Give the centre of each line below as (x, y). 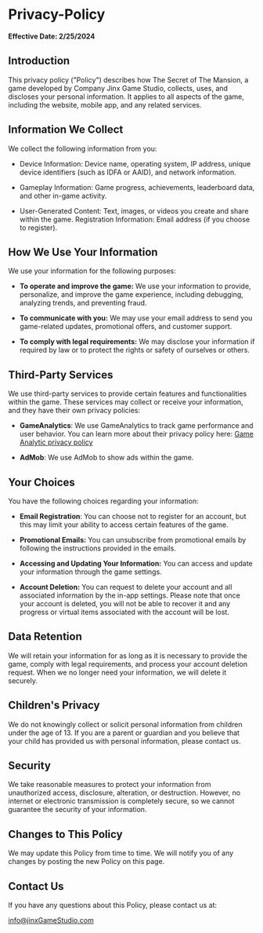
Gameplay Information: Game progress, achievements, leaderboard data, (137, 187)
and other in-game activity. (63, 196)
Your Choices (42, 482)
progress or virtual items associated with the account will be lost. (124, 612)
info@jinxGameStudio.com (51, 920)
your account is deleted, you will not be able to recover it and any (125, 604)
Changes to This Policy (65, 834)
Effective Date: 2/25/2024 (52, 36)
